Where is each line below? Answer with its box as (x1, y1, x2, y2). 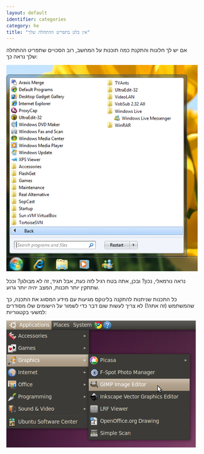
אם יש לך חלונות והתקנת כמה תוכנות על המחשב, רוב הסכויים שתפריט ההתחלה (6, 46, 187, 54)
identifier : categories (6, 16, 67, 22)
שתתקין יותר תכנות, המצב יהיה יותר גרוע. (6, 284, 100, 291)
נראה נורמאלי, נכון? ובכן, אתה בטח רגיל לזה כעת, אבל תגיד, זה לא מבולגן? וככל (6, 277, 186, 285)
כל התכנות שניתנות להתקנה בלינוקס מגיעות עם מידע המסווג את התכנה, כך (6, 295, 177, 303)
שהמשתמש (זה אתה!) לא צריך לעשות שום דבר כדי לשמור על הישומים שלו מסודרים (6, 302, 194, 309)
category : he (6, 22, 39, 29)
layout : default (6, 10, 47, 16)
